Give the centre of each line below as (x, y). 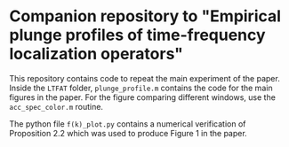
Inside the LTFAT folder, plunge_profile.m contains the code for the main (141, 88)
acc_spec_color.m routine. (56, 106)
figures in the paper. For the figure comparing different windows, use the (142, 97)
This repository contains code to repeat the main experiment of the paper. (144, 78)
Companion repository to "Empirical (145, 16)
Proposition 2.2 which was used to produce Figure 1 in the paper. (128, 133)
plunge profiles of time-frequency (137, 35)
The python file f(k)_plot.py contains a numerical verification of (128, 124)
